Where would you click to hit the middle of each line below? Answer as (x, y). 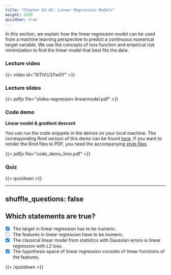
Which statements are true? (50, 217)
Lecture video (23, 63)
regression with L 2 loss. (38, 246)
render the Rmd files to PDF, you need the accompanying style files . (77, 144)
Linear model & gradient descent (40, 123)
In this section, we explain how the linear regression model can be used (80, 34)
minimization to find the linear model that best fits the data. (67, 50)
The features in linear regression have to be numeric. (68, 234)
